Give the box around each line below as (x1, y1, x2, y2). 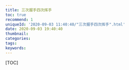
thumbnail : (5, 31, 29, 36)
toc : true (5, 12, 27, 17)
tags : (5, 41, 17, 46)
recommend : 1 (5, 17, 33, 22)
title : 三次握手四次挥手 (5, 7, 52, 13)
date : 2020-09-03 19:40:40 (5, 27, 63, 32)
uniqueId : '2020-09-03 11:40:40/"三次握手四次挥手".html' (5, 21, 125, 27)
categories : (5, 36, 31, 41)
